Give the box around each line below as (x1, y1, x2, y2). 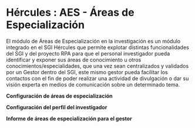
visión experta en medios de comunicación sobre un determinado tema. (6, 81, 180, 88)
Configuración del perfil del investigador (6, 103, 107, 110)
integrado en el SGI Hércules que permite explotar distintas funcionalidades (6, 44, 189, 51)
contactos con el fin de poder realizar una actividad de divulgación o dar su (6, 75, 189, 82)
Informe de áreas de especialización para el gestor (6, 115, 132, 122)
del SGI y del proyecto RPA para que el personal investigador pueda (6, 50, 170, 57)
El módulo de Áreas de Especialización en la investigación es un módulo (6, 37, 181, 44)
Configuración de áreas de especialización (6, 92, 113, 99)
